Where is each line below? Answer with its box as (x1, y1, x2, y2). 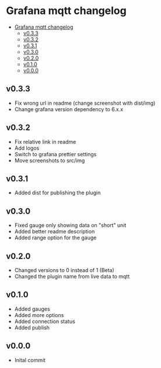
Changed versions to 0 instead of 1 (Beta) (14, 267, 115, 273)
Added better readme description (14, 228, 95, 235)
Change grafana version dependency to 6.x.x (14, 105, 124, 112)
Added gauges (14, 305, 51, 312)
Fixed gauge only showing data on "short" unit (14, 222, 127, 229)
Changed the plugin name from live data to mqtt (14, 273, 130, 280)
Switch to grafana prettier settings (14, 150, 97, 157)
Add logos (14, 145, 40, 152)
